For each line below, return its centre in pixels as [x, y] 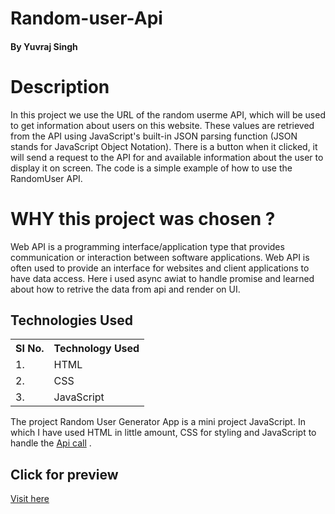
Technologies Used [71, 320]
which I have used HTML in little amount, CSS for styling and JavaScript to [163, 433]
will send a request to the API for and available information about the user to [167, 157]
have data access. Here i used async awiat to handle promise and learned [162, 278]
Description [60, 86]
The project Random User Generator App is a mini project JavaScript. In [158, 422]
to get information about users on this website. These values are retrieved [162, 125]
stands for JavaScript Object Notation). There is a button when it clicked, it [164, 146]
